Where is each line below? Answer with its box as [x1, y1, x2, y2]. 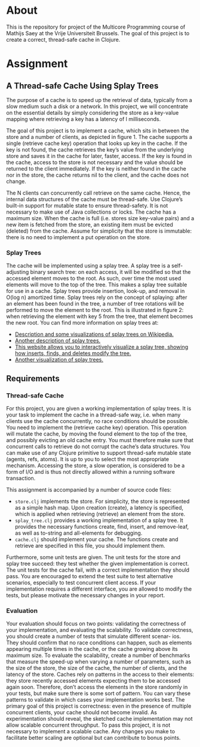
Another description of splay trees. [14, 337, 101, 344]
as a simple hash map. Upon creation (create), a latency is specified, [14, 504, 184, 511]
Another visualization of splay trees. [14, 356, 103, 363]
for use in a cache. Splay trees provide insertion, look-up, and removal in [6, 288, 185, 295]
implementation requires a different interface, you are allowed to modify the [6, 585, 192, 592]
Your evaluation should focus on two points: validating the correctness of [6, 620, 186, 627]
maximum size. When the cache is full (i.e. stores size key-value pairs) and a [6, 214, 195, 221]
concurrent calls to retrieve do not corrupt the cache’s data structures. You [6, 443, 190, 450]
